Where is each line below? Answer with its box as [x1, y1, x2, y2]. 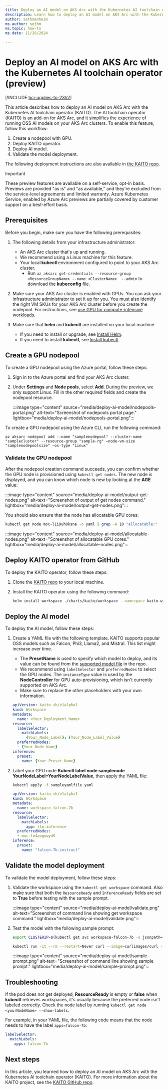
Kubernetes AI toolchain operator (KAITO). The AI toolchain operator [5, 109, 146, 115]
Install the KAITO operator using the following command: [12, 588, 129, 594]
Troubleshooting [5, 978, 58, 986]
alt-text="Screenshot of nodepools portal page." [37, 409, 137, 415]
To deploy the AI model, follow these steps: [5, 625, 94, 631]
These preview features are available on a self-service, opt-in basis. [5, 180, 145, 186]
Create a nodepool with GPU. [12, 135, 72, 141]
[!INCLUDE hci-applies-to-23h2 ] [5, 94, 72, 100]
